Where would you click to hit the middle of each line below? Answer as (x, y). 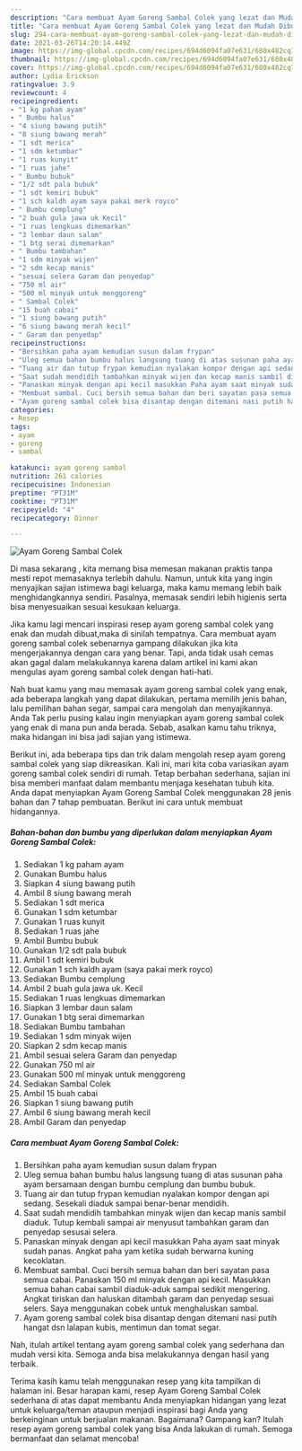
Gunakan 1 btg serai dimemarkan (84, 1017)
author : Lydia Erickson (55, 76)
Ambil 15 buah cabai (60, 1094)
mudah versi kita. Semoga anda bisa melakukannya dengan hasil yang (140, 1354)
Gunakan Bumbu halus (65, 874)
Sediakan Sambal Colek (67, 1084)
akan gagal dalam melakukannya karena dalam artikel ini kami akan (134, 663)
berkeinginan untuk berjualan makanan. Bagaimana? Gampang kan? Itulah (147, 1420)
